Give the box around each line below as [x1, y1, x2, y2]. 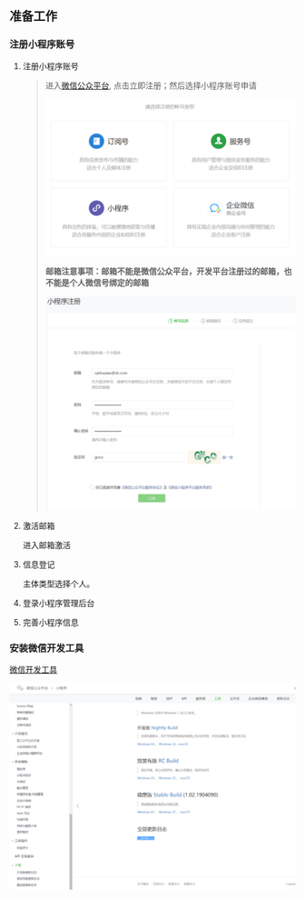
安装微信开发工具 [9, 642, 84, 654]
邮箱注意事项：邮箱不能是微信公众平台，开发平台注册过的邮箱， [44, 265, 284, 276]
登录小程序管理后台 [22, 598, 95, 609]
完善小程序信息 [22, 617, 79, 628]
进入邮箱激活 [22, 540, 71, 551]
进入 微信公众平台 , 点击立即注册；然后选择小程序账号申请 [44, 80, 257, 91]
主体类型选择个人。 [22, 578, 95, 589]
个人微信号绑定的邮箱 [69, 276, 150, 288]
